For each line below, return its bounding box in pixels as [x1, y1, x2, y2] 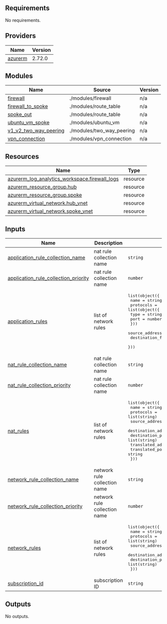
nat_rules [7, 427, 29, 434]
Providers [5, 32, 36, 40]
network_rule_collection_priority [7, 503, 83, 510]
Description [94, 240, 123, 247]
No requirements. [5, 17, 41, 23]
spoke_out [7, 111, 32, 118]
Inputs [5, 225, 26, 233]
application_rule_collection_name [7, 254, 85, 261]
